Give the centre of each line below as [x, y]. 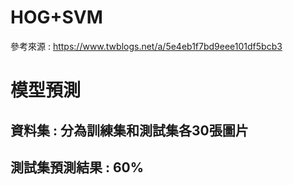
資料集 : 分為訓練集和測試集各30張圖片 [129, 130]
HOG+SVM [56, 17]
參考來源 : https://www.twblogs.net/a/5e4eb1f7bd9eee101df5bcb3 [146, 46]
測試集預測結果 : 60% [77, 167]
